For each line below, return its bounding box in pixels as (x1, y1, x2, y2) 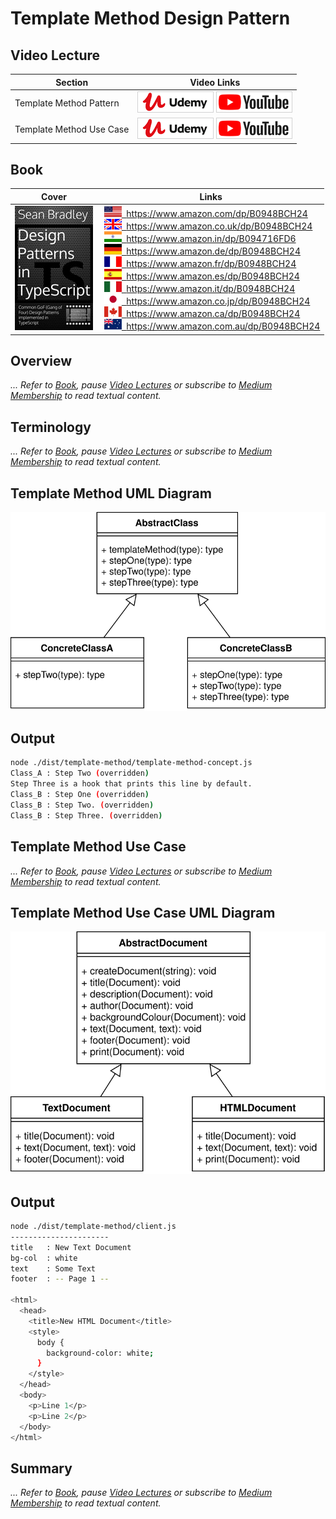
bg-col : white (10, 1253, 78, 1263)
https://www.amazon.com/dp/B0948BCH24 (126, 208, 308, 220)
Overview (10, 352, 73, 369)
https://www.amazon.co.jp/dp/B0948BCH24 (126, 295, 311, 307)
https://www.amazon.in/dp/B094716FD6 (126, 233, 297, 245)
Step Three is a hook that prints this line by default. (10, 779, 253, 789)
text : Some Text (10, 1263, 97, 1274)
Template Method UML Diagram (10, 485, 212, 502)
